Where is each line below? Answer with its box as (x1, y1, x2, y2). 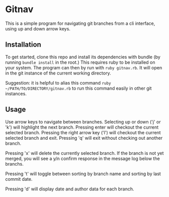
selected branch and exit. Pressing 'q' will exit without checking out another (5, 135, 163, 141)
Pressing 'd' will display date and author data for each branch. (5, 186, 135, 192)
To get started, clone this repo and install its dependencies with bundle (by (5, 54, 160, 60)
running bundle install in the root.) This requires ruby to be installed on (5, 59, 155, 65)
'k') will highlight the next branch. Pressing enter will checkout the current (5, 124, 159, 130)
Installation (5, 41, 41, 49)
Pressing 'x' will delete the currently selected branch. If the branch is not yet (5, 150, 164, 156)
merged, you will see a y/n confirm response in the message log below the (5, 155, 160, 162)
